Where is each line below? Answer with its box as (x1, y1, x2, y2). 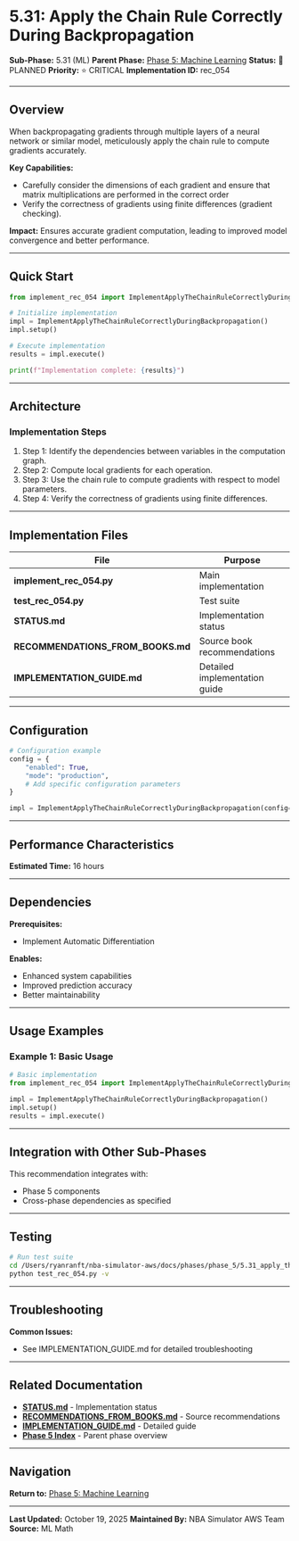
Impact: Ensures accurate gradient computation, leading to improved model (9, 225, 287, 236)
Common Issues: (9, 1326, 74, 1337)
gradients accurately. (9, 145, 87, 155)
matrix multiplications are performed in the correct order (21, 189, 230, 200)
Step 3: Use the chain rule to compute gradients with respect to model (21, 475, 280, 485)
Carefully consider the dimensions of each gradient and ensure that (21, 179, 271, 190)
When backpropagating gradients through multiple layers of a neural (9, 126, 260, 137)
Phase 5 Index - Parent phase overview (21, 1429, 168, 1440)
